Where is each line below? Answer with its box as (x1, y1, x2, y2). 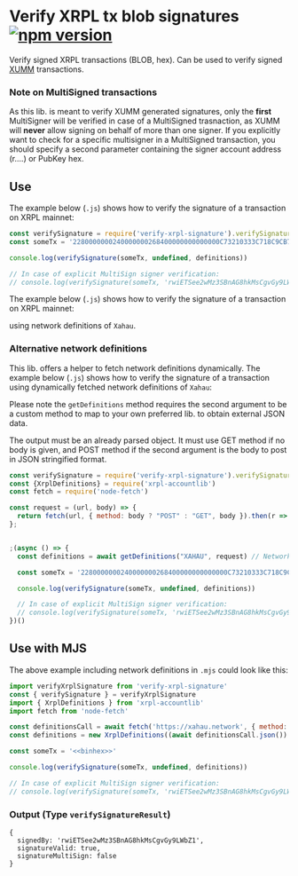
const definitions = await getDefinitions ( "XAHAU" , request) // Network (17, 552, 292, 561)
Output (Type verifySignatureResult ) (9, 808, 171, 820)
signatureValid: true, (17, 843, 101, 853)
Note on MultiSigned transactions (9, 86, 158, 99)
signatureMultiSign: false (17, 851, 117, 860)
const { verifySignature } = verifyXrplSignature (9, 690, 197, 698)
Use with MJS (9, 641, 87, 656)
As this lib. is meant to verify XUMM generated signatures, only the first (9, 107, 272, 117)
